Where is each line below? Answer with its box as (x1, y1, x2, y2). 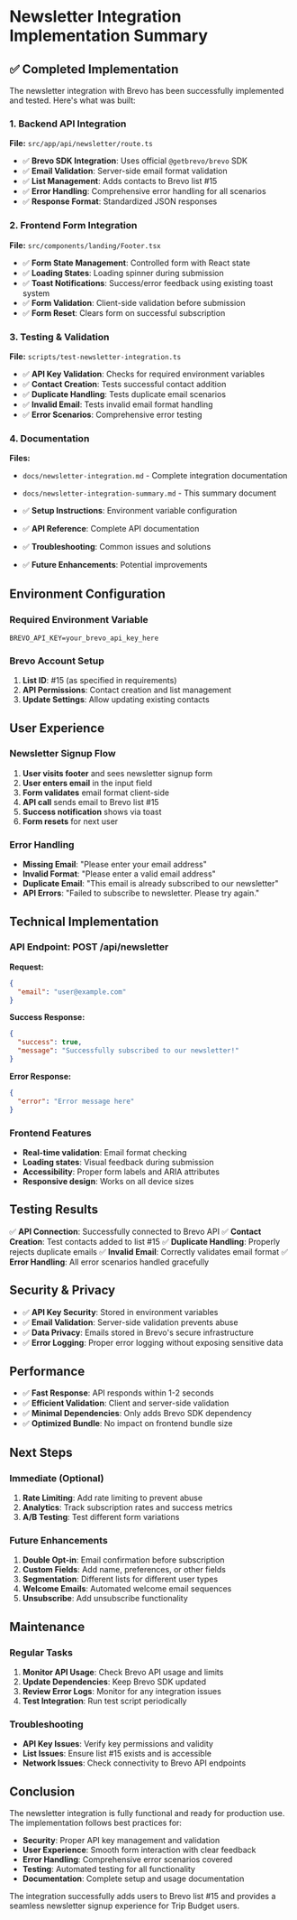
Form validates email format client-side (22, 787, 169, 798)
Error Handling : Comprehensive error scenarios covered (22, 1854, 233, 1865)
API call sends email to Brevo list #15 (22, 796, 159, 807)
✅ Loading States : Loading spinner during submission (22, 267, 225, 278)
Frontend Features (9, 1127, 92, 1139)
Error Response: (9, 1071, 72, 1081)
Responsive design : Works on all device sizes (22, 1175, 194, 1186)
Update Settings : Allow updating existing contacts (22, 694, 210, 705)
